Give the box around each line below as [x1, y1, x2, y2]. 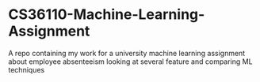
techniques [8, 65, 45, 74]
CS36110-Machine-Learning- [8, 6, 205, 24]
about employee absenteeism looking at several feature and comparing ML [8, 57, 253, 66]
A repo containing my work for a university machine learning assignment [8, 48, 246, 58]
